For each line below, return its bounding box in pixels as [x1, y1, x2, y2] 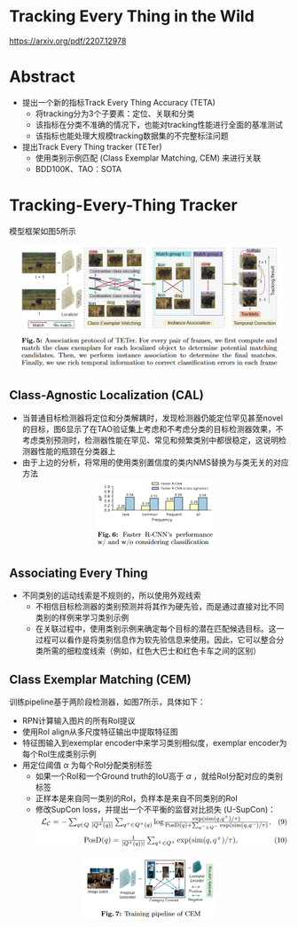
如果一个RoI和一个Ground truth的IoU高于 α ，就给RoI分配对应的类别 [35, 771, 284, 782]
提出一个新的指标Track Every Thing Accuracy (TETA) [21, 97, 216, 107]
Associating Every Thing [9, 566, 148, 581]
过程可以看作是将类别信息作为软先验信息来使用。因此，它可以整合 [35, 634, 277, 645]
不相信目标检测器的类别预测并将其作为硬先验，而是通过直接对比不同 [35, 601, 285, 612]
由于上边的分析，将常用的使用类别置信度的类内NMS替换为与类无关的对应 [21, 457, 289, 467]
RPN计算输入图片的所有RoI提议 [21, 716, 136, 727]
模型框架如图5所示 [9, 225, 77, 236]
